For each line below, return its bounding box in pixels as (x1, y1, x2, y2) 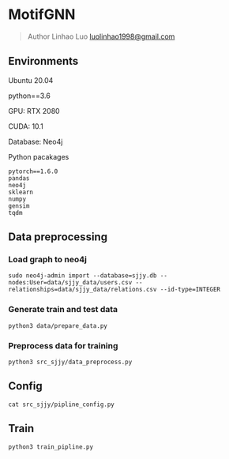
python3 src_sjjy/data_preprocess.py (8, 358, 133, 367)
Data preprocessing (8, 231, 108, 244)
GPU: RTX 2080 (8, 106, 61, 115)
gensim (8, 201, 30, 210)
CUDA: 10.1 (8, 121, 43, 131)
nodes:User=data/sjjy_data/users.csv (8, 279, 133, 287)
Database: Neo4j (8, 137, 63, 146)
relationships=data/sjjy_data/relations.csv (8, 286, 157, 294)
